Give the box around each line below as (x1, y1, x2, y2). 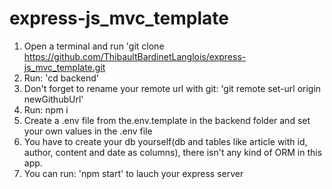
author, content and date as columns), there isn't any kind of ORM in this (23, 146, 323, 158)
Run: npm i (23, 103, 69, 116)
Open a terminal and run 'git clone (23, 40, 165, 52)
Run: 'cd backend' (23, 72, 99, 84)
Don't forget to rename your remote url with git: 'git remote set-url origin (23, 82, 322, 94)
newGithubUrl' (23, 93, 84, 105)
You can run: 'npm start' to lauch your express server (23, 167, 244, 179)
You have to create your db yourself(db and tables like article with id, (23, 135, 308, 147)
